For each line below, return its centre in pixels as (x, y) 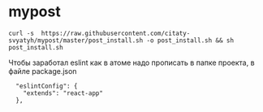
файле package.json (43, 71)
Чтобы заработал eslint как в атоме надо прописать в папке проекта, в (131, 62)
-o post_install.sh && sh (190, 40)
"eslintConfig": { (47, 86)
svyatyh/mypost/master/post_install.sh (76, 40)
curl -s (22, 33)
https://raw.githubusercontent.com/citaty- (116, 33)
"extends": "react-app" (63, 93)
